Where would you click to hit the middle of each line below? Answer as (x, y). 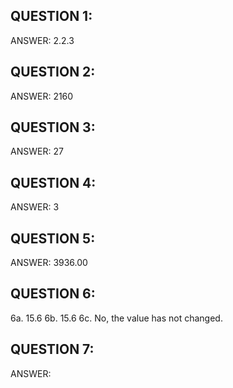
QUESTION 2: (53, 72)
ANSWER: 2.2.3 (42, 40)
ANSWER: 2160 (42, 96)
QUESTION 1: (51, 16)
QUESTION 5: (53, 238)
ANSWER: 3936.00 (49, 263)
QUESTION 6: (53, 294)
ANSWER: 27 (37, 151)
